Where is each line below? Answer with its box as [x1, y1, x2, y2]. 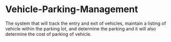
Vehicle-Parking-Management [5, 4, 138, 15]
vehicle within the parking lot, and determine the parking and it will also [5, 25, 156, 31]
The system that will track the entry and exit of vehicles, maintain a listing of [5, 20, 166, 26]
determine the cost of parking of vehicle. [5, 31, 92, 37]
